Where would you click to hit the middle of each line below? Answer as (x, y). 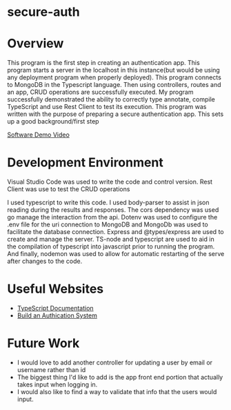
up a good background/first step (53, 121)
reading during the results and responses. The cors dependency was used (113, 210)
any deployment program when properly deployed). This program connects (114, 77)
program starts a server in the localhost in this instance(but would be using (114, 70)
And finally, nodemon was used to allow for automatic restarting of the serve (116, 254)
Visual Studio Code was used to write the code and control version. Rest (110, 182)
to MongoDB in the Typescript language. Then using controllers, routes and (114, 85)
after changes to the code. (45, 261)
